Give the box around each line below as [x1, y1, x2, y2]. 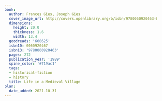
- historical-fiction [9, 70, 53, 75]
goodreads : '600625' [9, 39, 50, 44]
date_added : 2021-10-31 [9, 88, 57, 93]
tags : [9, 66, 20, 71]
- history [9, 75, 29, 80]
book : [4, 7, 15, 12]
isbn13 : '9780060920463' [9, 48, 59, 52]
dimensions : [9, 20, 33, 26]
